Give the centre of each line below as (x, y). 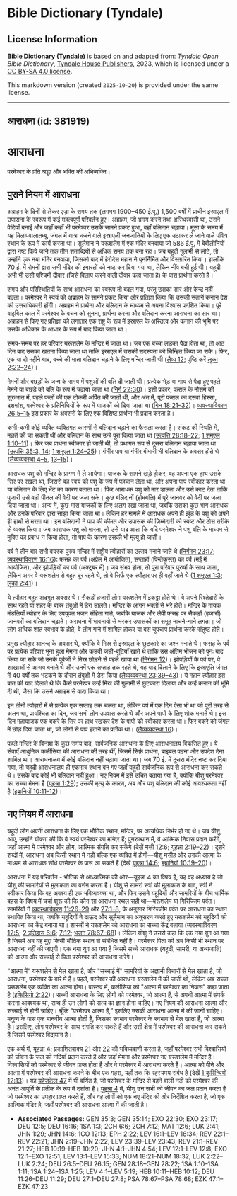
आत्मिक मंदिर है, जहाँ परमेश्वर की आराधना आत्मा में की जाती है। (78, 1104)
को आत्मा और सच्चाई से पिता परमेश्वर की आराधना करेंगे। (71, 957)
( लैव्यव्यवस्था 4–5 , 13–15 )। (40, 460)
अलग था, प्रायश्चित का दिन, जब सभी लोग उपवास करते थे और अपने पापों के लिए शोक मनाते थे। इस (117, 714)
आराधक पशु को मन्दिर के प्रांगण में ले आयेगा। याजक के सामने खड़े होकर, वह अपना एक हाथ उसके (115, 474)
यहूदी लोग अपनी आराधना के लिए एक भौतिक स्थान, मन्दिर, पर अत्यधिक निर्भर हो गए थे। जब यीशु (114, 831)
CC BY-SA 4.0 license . (40, 71)
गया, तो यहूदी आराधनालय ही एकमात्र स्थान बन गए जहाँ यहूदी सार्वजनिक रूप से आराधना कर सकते (115, 768)
